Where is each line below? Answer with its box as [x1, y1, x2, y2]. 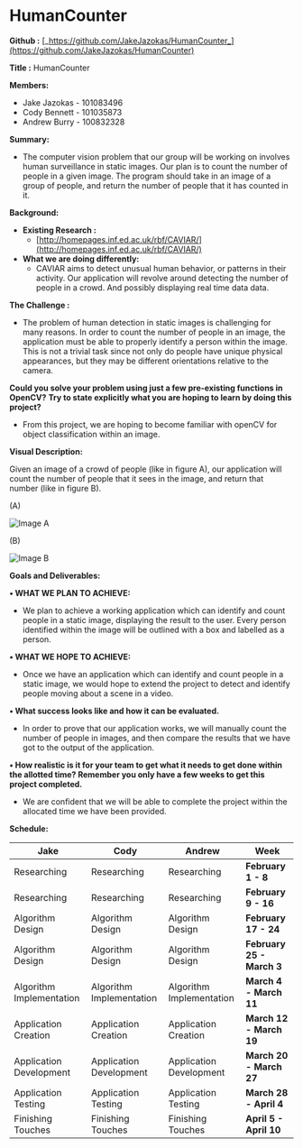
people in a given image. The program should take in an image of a [22, 170, 271, 181]
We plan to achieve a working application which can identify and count [22, 605, 286, 616]
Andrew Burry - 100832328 [22, 116, 125, 127]
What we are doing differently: [22, 253, 140, 264]
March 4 [245, 975, 282, 987]
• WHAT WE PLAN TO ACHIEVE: [9, 587, 131, 598]
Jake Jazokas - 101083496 [22, 96, 124, 108]
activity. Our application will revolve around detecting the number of [35, 272, 289, 283]
